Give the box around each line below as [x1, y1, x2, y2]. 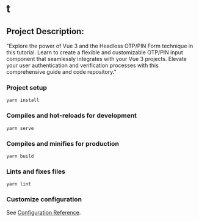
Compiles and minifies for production [6, 139, 119, 148]
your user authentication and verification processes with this [6, 62, 159, 69]
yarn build [6, 153, 34, 159]
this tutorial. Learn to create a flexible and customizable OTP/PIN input [6, 49, 183, 56]
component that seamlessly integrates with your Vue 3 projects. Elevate [6, 56, 187, 62]
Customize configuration [6, 195, 82, 204]
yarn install [6, 97, 40, 104]
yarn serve [6, 125, 34, 131]
